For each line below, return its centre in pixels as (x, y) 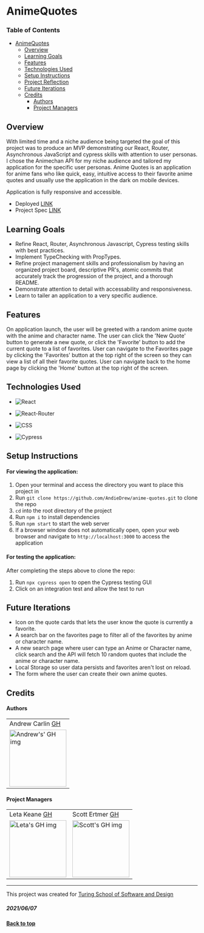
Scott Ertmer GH (96, 815)
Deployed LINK (34, 204)
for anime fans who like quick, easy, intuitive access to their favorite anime (100, 174)
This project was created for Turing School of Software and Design (90, 894)
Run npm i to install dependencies (57, 517)
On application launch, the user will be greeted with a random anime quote (100, 329)
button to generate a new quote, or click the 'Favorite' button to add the (96, 342)
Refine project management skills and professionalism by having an (99, 263)
